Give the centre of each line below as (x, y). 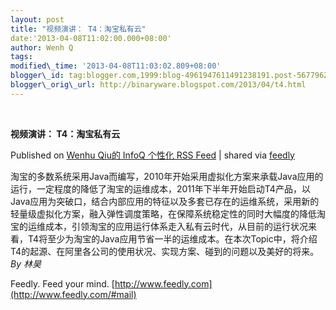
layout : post (37, 19)
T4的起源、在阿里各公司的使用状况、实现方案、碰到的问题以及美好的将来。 (165, 251)
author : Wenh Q (42, 47)
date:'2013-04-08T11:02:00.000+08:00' (91, 38)
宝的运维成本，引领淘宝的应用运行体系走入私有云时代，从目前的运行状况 (159, 226)
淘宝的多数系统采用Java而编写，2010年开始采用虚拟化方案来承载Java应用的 (167, 176)
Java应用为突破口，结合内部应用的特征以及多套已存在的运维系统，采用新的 (165, 201)
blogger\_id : (37, 76)
